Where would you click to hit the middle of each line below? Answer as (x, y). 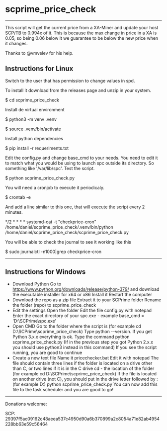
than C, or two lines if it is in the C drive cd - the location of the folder (83, 368)
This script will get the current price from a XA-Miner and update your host (82, 27)
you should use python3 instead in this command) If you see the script (84, 347)
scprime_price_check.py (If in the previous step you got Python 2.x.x (83, 342)
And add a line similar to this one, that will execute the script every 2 (75, 207)
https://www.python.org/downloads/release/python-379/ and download (86, 289)
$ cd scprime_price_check (32, 100)
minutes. (14, 212)
